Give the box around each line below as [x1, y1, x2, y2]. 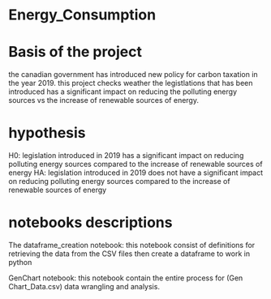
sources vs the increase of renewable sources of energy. [8, 96, 199, 105]
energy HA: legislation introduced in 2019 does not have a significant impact [8, 168, 264, 177]
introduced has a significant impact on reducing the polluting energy [8, 87, 238, 96]
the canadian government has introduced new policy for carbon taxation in [8, 70, 258, 79]
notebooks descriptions [8, 213, 173, 232]
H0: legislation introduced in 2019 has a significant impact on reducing [8, 151, 244, 160]
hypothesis [8, 124, 87, 143]
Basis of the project [8, 43, 142, 62]
